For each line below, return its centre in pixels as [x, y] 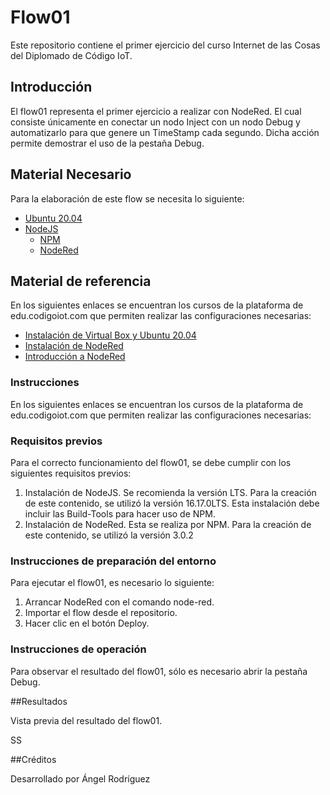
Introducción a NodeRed [75, 357]
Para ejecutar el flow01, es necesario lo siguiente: [112, 583]
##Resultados [39, 701]
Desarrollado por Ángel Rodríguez [80, 778]
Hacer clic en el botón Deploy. [87, 623]
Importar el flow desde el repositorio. [101, 613]
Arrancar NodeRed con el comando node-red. [119, 602]
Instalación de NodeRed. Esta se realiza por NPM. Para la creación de [168, 524]
